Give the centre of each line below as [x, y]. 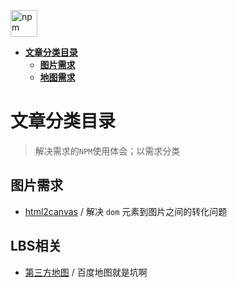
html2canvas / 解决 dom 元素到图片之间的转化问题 [126, 211]
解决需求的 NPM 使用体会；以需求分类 [107, 151]
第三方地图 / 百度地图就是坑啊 [86, 272]
